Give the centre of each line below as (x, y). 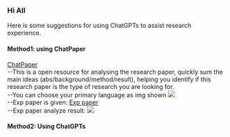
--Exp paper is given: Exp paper (53, 102)
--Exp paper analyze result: (46, 111)
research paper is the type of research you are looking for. (91, 86)
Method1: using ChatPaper (47, 49)
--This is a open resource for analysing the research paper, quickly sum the (115, 72)
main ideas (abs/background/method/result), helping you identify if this (109, 79)
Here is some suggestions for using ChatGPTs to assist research (99, 26)
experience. (24, 33)
